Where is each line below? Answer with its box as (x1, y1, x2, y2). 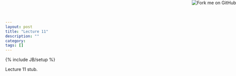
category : (5, 38, 26, 43)
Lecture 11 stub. (5, 66, 38, 72)
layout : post (5, 24, 33, 29)
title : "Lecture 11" (5, 29, 49, 34)
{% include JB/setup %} (5, 56, 55, 62)
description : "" (5, 33, 39, 38)
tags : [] (5, 43, 24, 48)
